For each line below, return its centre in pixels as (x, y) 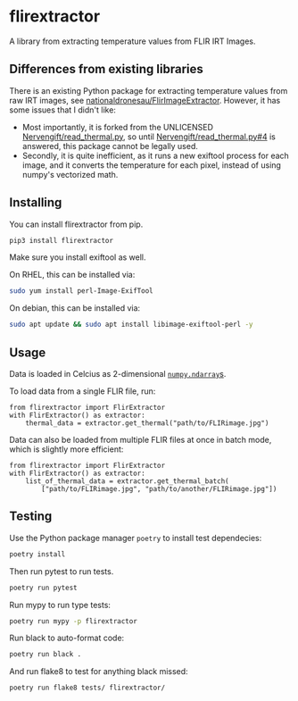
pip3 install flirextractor (62, 240)
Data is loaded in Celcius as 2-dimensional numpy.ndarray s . (118, 374)
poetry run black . (46, 655)
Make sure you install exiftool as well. (78, 257)
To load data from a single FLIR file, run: (83, 391)
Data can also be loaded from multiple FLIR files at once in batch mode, (141, 440)
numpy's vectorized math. (70, 174)
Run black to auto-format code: (67, 638)
